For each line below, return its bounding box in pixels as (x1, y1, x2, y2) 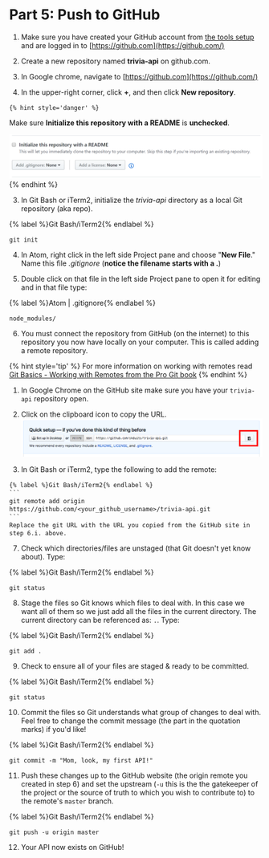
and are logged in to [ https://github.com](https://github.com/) (20, 40, 225, 50)
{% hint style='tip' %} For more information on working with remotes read (9, 361, 253, 371)
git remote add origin (9, 497, 85, 505)
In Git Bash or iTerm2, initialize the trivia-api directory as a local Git (20, 195, 243, 205)
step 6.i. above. (9, 529, 67, 537)
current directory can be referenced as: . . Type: (20, 615, 180, 624)
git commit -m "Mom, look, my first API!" (9, 756, 153, 764)
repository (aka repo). (20, 204, 93, 213)
